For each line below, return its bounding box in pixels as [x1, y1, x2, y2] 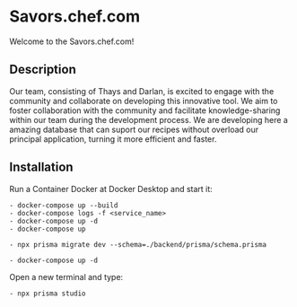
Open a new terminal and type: [9, 271, 124, 282]
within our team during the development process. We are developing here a [9, 114, 289, 125]
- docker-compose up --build [9, 200, 118, 210]
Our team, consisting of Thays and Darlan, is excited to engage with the [9, 85, 275, 96]
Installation [9, 160, 74, 175]
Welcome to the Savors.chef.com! [9, 36, 135, 47]
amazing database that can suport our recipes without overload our [9, 124, 259, 135]
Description [9, 62, 76, 77]
